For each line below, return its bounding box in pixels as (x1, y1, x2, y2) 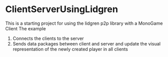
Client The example (5, 25, 46, 31)
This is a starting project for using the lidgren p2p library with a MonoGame (5, 20, 163, 26)
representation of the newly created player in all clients (12, 46, 128, 52)
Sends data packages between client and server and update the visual (12, 40, 161, 46)
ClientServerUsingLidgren (5, 4, 118, 15)
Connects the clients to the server (12, 35, 84, 41)
